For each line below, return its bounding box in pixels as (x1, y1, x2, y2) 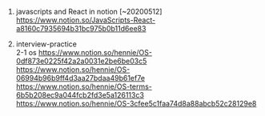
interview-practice (15, 39, 78, 49)
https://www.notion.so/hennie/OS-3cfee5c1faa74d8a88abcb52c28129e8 (15, 99, 257, 108)
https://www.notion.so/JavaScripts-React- (15, 15, 156, 25)
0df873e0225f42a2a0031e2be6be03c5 (15, 56, 147, 66)
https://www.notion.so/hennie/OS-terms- (15, 82, 152, 91)
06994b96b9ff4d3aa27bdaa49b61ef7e (15, 74, 146, 82)
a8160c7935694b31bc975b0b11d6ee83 (15, 24, 147, 33)
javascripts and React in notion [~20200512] (15, 7, 163, 16)
